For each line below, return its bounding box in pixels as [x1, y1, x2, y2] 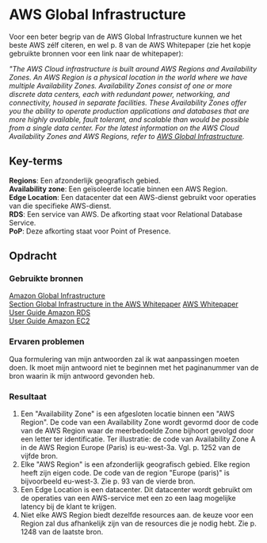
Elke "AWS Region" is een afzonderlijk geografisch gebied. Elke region [20, 460, 250, 469]
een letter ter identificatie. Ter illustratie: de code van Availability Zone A [20, 434, 256, 444]
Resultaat [9, 391, 47, 402]
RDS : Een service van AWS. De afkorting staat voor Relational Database [9, 209, 242, 219]
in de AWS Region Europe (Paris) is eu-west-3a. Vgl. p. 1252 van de [20, 443, 241, 452]
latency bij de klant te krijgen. [20, 502, 117, 511]
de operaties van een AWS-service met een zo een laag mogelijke [20, 494, 236, 503]
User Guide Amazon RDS [9, 308, 90, 318]
